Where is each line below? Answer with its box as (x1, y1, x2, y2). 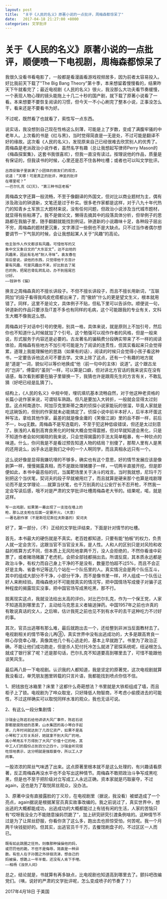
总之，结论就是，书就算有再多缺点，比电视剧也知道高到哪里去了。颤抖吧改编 (5, 872, 162, 878)
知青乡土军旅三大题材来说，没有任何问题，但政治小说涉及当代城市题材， (13, 206, 162, 212)
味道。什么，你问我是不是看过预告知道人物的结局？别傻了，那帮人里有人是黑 (5, 440, 162, 446)
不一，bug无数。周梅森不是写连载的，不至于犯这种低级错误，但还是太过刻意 (5, 421, 162, 427)
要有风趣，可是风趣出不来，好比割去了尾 (5, 263, 76, 268)
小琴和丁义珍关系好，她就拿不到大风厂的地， (5, 733, 83, 738)
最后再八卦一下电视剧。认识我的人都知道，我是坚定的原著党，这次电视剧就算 (5, 667, 162, 673)
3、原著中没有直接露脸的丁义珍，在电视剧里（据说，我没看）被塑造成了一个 (5, 793, 161, 799)
